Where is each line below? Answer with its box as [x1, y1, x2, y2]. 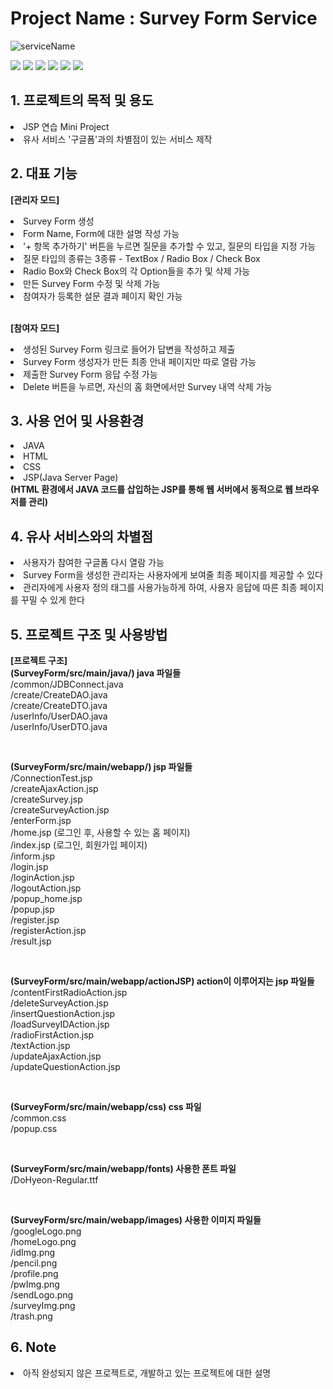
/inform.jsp [10, 850, 56, 862]
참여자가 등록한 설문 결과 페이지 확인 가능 [23, 290, 183, 302]
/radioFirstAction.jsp [10, 1029, 95, 1041]
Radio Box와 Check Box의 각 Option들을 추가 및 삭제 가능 [23, 265, 251, 277]
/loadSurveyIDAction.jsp [10, 1018, 110, 1030]
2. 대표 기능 [10, 165, 78, 182]
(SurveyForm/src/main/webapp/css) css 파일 [10, 1101, 202, 1112]
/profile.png [10, 1268, 59, 1279]
